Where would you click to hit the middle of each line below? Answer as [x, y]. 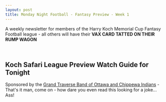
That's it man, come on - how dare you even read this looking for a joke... [81, 90]
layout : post [19, 10]
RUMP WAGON [21, 39]
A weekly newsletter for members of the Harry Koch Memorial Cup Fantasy [83, 28]
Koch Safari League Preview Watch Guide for [77, 65]
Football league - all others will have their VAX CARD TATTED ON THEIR [80, 34]
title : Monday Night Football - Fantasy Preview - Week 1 [67, 14]
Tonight [18, 72]
